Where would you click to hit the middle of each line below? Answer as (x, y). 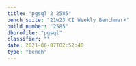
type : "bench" (27, 52)
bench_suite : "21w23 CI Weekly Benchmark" (68, 20)
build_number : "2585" (38, 26)
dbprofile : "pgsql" (35, 33)
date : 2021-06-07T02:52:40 (45, 45)
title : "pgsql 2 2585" (39, 13)
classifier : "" (29, 39)
